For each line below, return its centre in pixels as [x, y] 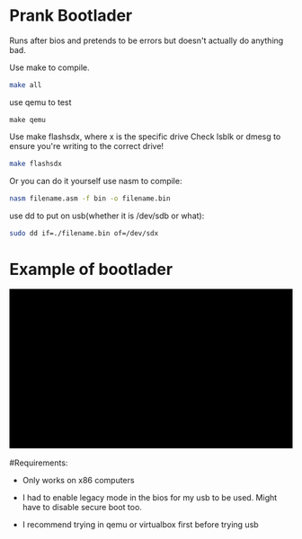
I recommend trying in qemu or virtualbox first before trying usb [140, 525]
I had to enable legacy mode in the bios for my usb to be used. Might [150, 498]
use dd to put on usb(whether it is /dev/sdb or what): [107, 216]
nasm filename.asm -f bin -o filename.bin [90, 199]
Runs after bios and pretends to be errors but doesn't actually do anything [147, 40]
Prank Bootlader [71, 16]
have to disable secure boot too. [82, 508]
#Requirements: [39, 463]
